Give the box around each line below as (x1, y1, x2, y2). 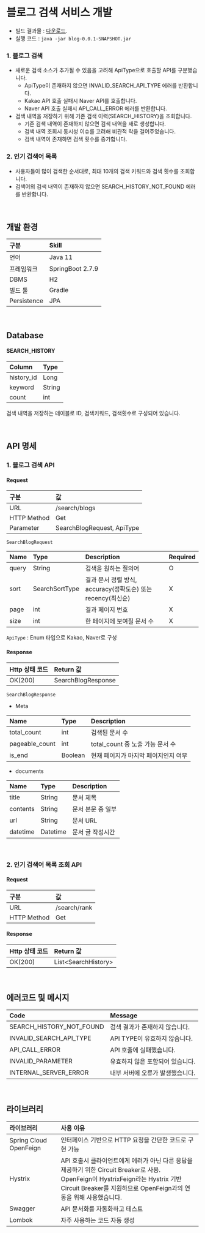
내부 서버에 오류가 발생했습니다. (109, 1068, 196, 1077)
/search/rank (55, 903, 93, 911)
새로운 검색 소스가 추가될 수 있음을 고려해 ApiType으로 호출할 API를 (15, 67, 177, 74)
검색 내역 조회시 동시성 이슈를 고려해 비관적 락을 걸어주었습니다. (24, 128, 176, 135)
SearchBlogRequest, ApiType (55, 524, 140, 532)
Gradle (49, 286, 69, 295)
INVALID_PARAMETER (9, 1057, 73, 1065)
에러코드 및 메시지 (6, 993, 70, 1003)
